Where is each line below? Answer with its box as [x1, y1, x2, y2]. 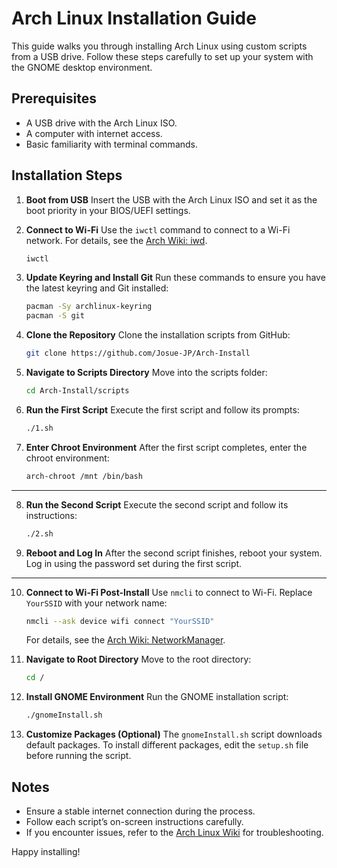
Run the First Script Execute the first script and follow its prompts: [25, 403, 300, 416]
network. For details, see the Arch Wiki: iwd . [25, 234, 208, 246]
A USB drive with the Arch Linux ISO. [25, 117, 178, 129]
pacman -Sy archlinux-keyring [25, 302, 153, 312]
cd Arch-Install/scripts [25, 386, 130, 396]
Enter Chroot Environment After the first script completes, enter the [25, 441, 308, 453]
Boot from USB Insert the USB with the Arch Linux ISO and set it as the [25, 193, 318, 206]
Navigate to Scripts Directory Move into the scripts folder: [25, 367, 268, 379]
